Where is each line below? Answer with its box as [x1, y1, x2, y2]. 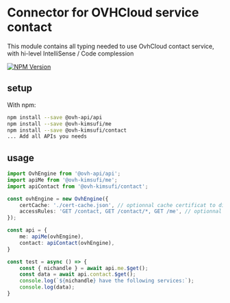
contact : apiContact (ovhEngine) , [19, 239, 115, 246]
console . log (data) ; [19, 284, 75, 291]
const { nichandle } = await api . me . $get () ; [19, 265, 149, 271]
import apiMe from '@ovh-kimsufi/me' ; [7, 176, 118, 183]
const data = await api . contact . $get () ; [19, 271, 136, 278]
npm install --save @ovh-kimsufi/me [7, 120, 112, 128]
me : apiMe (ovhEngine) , [19, 233, 84, 241]
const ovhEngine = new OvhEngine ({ [7, 195, 109, 202]
